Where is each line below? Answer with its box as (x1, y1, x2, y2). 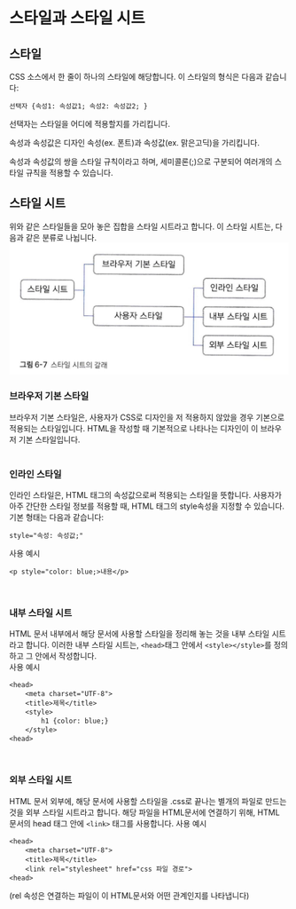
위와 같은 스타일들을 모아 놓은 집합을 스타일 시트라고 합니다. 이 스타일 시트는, (9, 221, 274, 232)
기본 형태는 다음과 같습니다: (9, 512, 105, 523)
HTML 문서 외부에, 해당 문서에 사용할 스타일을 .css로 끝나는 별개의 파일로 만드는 (9, 795, 287, 806)
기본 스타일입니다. (18, 434, 81, 445)
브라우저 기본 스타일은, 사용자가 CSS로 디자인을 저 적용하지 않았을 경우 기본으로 (9, 412, 285, 423)
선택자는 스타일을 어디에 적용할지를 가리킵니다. (9, 119, 171, 129)
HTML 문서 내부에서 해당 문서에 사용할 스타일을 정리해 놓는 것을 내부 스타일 (9, 628, 270, 639)
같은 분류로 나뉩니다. (25, 232, 97, 242)
